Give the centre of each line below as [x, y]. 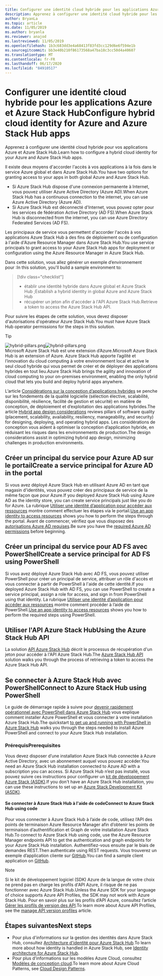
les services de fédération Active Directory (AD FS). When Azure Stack [82, 212]
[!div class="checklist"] [40, 277]
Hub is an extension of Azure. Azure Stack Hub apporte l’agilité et [71, 356]
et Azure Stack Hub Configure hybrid [80, 113]
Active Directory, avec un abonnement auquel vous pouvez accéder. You [77, 761]
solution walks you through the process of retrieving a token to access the [79, 660]
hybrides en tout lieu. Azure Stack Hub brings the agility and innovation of [78, 371]
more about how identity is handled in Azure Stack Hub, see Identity [80, 948]
